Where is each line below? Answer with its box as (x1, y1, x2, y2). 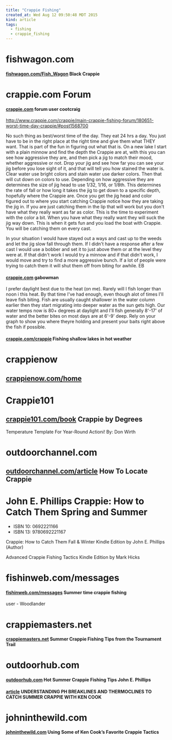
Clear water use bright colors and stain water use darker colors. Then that (6, 171, 162, 177)
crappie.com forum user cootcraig (6, 106, 81, 112)
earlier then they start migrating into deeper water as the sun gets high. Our (6, 302, 165, 308)
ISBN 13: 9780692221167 (13, 529, 66, 535)
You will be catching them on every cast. (6, 225, 92, 231)
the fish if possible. (6, 324, 46, 330)
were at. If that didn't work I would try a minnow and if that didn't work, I (6, 252, 158, 258)
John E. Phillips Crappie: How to (6, 496, 144, 507)
